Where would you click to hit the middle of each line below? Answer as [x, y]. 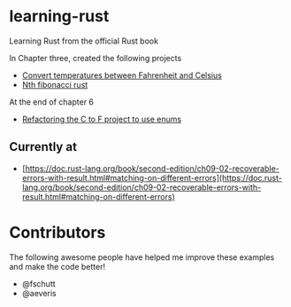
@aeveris [39, 293]
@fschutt [38, 283]
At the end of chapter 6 [52, 102]
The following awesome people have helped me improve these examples [142, 257]
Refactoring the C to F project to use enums [102, 119]
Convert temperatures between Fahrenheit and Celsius [122, 75]
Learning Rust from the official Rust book [84, 41]
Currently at [43, 147]
